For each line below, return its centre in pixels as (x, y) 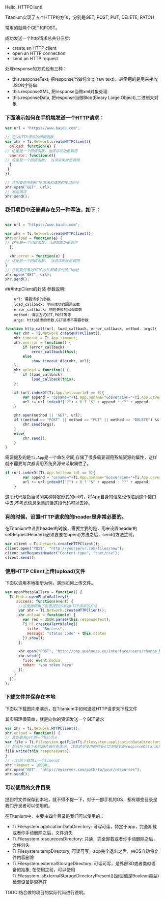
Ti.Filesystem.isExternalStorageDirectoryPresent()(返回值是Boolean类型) (86, 875)
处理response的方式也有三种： (36, 69)
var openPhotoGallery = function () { (44, 592)
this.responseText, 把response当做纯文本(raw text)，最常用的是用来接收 (85, 79)
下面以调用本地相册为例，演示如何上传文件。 (50, 582)
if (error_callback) (44, 347)
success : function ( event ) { (45, 601)
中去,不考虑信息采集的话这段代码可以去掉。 (49, 503)
